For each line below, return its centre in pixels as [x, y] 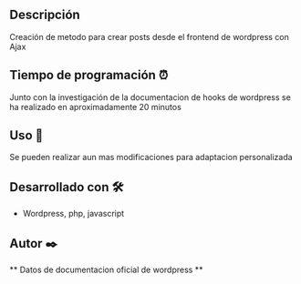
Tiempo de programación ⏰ [89, 75]
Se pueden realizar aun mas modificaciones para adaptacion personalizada [151, 157]
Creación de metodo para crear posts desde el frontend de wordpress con [150, 36]
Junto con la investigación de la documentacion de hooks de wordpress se [150, 97]
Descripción [45, 15]
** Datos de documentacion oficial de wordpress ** [106, 270]
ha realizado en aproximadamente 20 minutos [96, 106]
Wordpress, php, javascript [73, 214]
